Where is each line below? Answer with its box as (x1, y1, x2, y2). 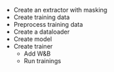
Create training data (13, 13, 70, 21)
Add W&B (23, 49, 51, 58)
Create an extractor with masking (13, 6, 108, 14)
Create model (13, 35, 53, 43)
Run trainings (23, 57, 61, 64)
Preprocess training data (13, 21, 83, 28)
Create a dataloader (13, 27, 70, 36)
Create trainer (13, 43, 53, 50)
